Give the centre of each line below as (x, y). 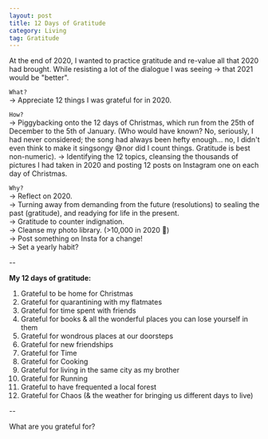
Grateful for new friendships (67, 345)
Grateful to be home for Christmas (77, 293)
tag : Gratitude (34, 38)
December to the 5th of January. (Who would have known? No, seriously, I (131, 131)
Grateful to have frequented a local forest (89, 387)
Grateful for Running (54, 379)
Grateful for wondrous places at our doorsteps (97, 336)
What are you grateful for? (52, 427)
